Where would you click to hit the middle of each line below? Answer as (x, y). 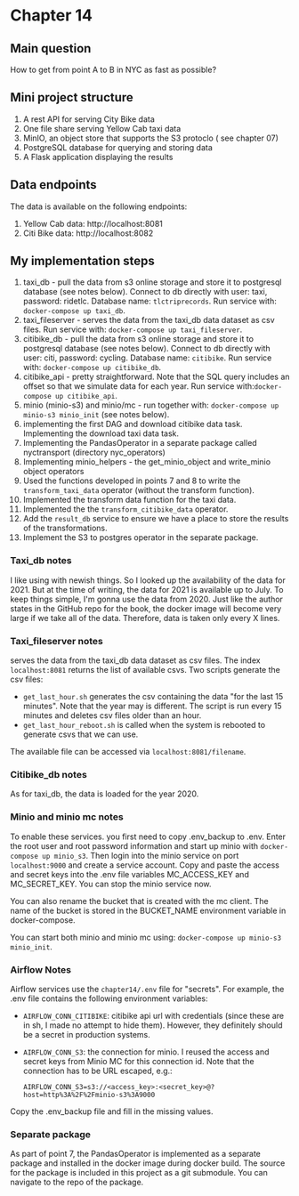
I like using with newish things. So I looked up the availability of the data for (148, 580)
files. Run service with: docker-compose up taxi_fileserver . (133, 329)
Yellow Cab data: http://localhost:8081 (93, 223)
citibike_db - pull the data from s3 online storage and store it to (138, 339)
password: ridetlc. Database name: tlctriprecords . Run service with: (149, 301)
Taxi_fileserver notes (57, 641)
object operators (53, 472)
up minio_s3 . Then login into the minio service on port (141, 855)
